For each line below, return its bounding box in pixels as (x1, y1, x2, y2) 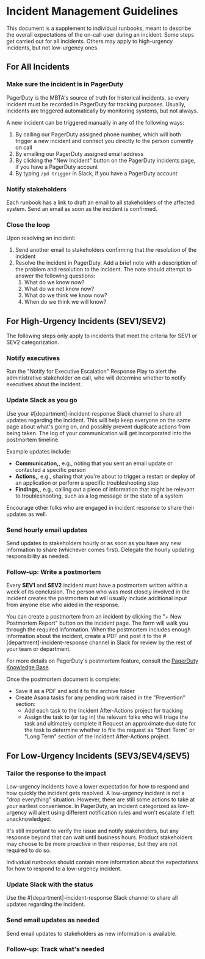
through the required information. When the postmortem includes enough (6, 626, 191, 633)
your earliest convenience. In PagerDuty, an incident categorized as (6, 802, 177, 809)
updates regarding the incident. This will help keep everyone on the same (6, 416, 191, 424)
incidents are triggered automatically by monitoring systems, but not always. (6, 107, 198, 114)
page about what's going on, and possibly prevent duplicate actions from (6, 423, 190, 430)
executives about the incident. (6, 381, 82, 388)
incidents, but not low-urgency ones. (6, 44, 99, 51)
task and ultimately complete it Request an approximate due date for (24, 720, 196, 727)
